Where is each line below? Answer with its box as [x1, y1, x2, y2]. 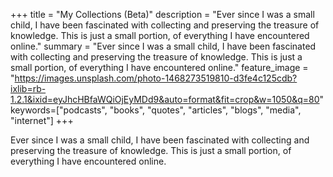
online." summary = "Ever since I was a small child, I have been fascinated [10, 40, 317, 52]
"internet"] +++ [10, 115, 74, 126]
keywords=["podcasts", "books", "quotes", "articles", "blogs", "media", [10, 104, 302, 116]
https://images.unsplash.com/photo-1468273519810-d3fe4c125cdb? [14, 72, 298, 84]
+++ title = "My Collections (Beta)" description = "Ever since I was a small [10, 9, 315, 20]
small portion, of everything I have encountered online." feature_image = [10, 62, 309, 73]
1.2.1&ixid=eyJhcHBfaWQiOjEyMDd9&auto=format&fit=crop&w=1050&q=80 [10, 94, 320, 105]
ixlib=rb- [10, 83, 47, 94]
